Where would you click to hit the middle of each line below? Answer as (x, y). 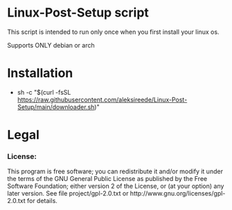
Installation (40, 73)
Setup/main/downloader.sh (56, 107)
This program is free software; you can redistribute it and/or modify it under (115, 171)
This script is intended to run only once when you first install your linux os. (113, 32)
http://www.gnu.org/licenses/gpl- (178, 193)
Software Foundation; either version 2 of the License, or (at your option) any (116, 186)
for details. (42, 201)
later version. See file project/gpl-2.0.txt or (68, 193)
